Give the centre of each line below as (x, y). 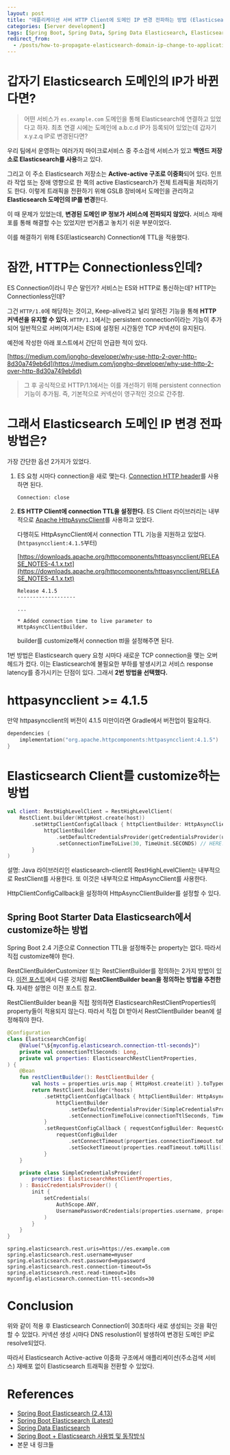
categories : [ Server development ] (56, 26)
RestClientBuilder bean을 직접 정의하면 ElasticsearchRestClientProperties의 (112, 1003)
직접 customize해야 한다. (41, 956)
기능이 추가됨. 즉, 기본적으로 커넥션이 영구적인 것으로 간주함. (104, 393)
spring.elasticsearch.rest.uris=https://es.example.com (88, 1249)
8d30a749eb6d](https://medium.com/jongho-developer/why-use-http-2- (111, 364)
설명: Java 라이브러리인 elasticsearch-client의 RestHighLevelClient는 (102, 870)
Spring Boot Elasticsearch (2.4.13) (65, 1413)
